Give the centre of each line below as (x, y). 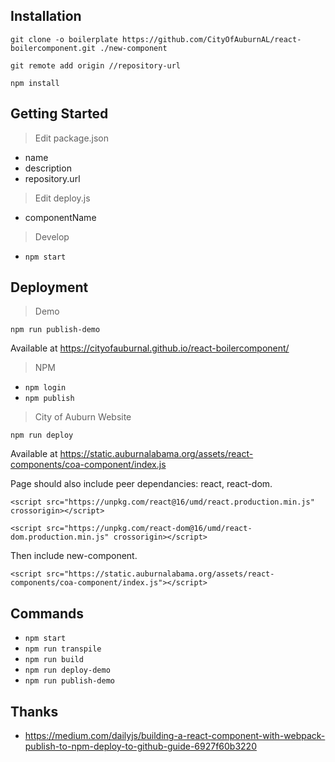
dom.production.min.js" (60, 537)
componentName (60, 217)
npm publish (49, 399)
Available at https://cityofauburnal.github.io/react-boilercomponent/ (150, 348)
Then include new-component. (74, 556)
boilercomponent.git (53, 48)
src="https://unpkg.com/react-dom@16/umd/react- (149, 529)
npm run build (54, 660)
